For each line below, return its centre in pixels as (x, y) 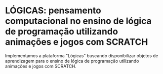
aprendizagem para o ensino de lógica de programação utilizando (72, 61)
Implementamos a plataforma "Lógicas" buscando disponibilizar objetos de (82, 55)
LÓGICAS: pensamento (53, 11)
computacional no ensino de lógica (78, 21)
